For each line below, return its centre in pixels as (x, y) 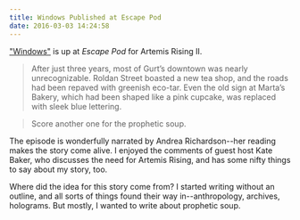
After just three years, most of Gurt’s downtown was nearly (139, 69)
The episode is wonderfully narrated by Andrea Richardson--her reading (143, 141)
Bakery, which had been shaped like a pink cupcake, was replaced (154, 97)
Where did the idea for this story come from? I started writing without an (142, 186)
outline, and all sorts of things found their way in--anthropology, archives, (145, 196)
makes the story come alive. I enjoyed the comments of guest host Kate (141, 150)
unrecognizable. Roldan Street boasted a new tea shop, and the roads (159, 77)
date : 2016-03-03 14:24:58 (59, 26)
